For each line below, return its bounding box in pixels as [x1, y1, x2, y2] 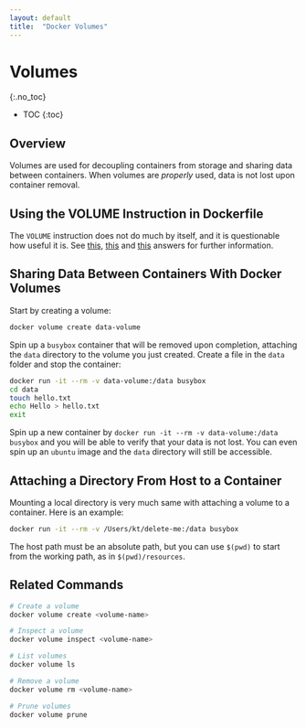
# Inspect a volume [9, 626, 84, 636]
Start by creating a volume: [9, 305, 111, 316]
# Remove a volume [9, 676, 79, 686]
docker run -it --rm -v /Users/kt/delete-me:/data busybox [9, 524, 239, 533]
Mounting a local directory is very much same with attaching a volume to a [9, 497, 290, 508]
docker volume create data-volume [9, 322, 142, 332]
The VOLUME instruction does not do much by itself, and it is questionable [9, 230, 280, 241]
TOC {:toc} [22, 109, 64, 120]
